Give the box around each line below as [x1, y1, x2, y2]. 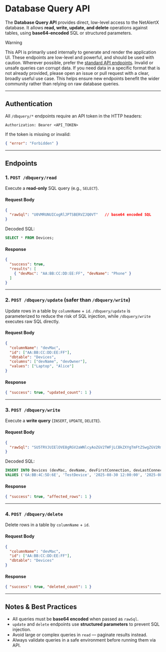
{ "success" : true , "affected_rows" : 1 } [5, 494, 92, 499]
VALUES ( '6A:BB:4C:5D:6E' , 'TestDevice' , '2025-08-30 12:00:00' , [5, 473, 142, 477]
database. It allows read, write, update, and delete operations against [5, 24, 148, 30]
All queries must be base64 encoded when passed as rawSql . [12, 616, 139, 622]
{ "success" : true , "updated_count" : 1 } [5, 390, 92, 395]
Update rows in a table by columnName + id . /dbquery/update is [5, 308, 131, 314]
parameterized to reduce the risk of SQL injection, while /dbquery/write [5, 313, 151, 319]
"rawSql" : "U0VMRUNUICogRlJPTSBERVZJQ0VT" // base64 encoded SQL [9, 212, 152, 217]
